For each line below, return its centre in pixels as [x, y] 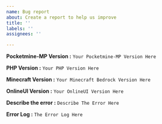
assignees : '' [24, 34]
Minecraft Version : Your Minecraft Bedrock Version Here [79, 80]
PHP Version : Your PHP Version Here [52, 68]
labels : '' [20, 28]
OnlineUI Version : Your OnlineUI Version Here [65, 91]
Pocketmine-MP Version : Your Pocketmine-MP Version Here [81, 56]
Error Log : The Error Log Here [44, 114]
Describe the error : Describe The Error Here [63, 103]
